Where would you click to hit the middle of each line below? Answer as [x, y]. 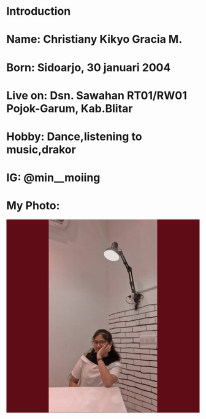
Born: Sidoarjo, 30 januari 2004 [89, 67]
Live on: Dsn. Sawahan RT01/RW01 [97, 95]
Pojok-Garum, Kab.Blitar [70, 108]
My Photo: [33, 206]
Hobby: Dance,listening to [74, 136]
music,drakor [41, 149]
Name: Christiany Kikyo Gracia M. [94, 40]
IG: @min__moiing [53, 178]
